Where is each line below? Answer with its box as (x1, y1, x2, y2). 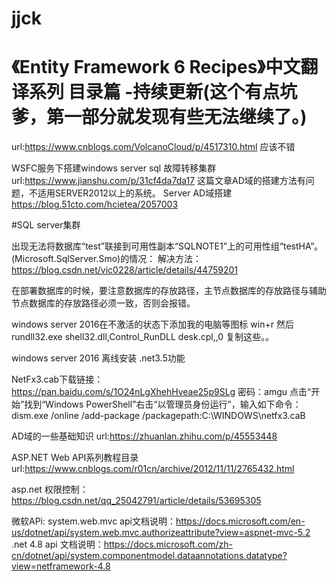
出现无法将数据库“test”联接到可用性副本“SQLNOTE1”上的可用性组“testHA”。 (11, 240, 324, 252)
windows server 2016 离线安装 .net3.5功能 (11, 352, 186, 364)
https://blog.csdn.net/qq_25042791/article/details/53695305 (11, 495, 262, 507)
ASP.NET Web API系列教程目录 (11, 452, 139, 464)
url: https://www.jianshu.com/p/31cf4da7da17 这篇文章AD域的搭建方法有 (11, 175, 306, 187)
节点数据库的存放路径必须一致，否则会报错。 (11, 297, 196, 309)
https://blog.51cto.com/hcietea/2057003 (11, 198, 179, 211)
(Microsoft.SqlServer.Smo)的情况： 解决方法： (11, 253, 203, 265)
